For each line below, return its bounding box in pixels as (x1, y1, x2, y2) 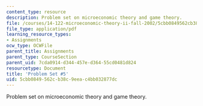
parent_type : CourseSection (6, 54, 77, 60)
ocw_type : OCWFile (6, 43, 53, 49)
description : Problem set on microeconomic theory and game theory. (6, 15, 182, 21)
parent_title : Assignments (6, 48, 74, 55)
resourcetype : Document (6, 65, 66, 71)
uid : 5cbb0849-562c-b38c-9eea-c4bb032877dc (6, 76, 118, 82)
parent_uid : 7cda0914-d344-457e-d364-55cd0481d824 (6, 59, 137, 65)
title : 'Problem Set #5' (6, 71, 69, 77)
